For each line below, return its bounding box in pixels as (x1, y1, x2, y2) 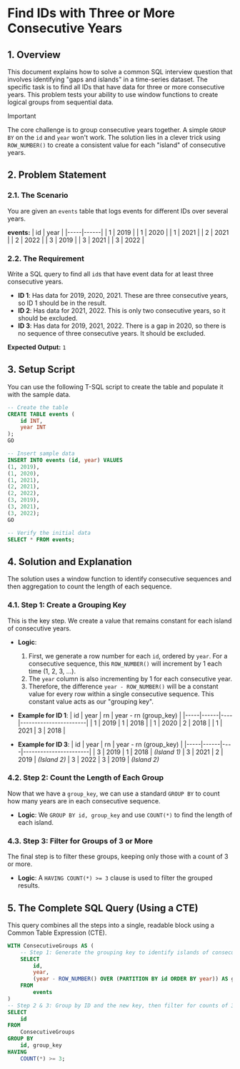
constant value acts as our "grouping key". (28, 697, 154, 706)
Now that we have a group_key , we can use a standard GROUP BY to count (7, 789, 220, 798)
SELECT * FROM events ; (7, 536, 75, 543)
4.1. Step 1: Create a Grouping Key (7, 600, 127, 610)
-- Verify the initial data (7, 529, 91, 536)
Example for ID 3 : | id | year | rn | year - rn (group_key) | (17, 740, 184, 748)
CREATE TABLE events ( (7, 411, 75, 418)
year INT (20, 423, 46, 431)
